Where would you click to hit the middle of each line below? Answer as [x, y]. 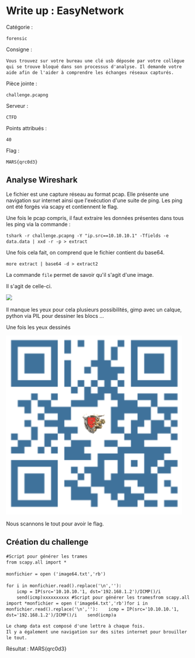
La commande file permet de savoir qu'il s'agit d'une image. [80, 274]
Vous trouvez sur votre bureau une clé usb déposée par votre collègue [95, 61]
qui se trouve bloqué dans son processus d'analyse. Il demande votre [94, 67]
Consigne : [19, 49]
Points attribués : [26, 128]
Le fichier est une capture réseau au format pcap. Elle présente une [88, 194]
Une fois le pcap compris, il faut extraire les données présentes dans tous [95, 218]
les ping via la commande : [38, 224]
